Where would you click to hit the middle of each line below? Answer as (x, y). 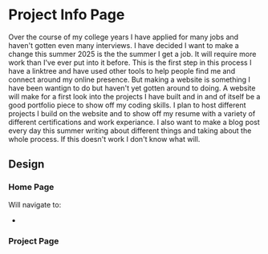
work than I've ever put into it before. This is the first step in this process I (130, 62)
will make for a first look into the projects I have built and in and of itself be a (134, 96)
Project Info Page (67, 15)
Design (26, 165)
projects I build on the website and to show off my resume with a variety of (132, 113)
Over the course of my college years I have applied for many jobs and (124, 37)
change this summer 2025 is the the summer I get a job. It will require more (132, 54)
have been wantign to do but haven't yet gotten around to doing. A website (132, 88)
